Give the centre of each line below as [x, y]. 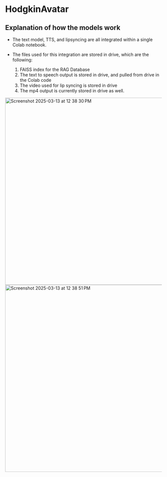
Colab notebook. [29, 45]
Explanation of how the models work [63, 28]
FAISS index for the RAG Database [55, 69]
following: [22, 60]
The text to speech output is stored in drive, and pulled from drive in [89, 75]
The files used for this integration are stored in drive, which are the [81, 54]
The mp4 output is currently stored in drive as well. [72, 91]
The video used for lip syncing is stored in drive [69, 85]
